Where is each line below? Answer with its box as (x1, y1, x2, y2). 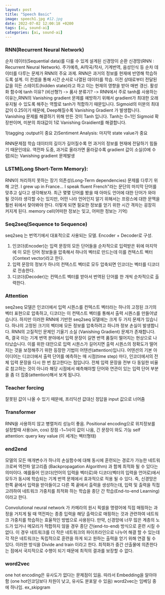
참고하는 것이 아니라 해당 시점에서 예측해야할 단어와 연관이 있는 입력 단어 (10, 366, 150, 372)
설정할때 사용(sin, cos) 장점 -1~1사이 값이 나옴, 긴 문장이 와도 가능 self (5, 427, 140, 433)
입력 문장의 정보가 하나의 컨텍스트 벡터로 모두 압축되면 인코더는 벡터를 (12, 261, 147, 267)
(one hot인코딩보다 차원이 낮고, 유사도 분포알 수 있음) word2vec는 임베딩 (10, 578, 152, 584)
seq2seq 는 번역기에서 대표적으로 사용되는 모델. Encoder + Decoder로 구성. (5, 232, 153, 238)
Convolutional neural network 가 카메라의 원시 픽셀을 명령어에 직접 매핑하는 (5, 505, 153, 511)
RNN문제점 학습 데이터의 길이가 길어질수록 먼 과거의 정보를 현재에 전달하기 (5, 141, 149, 147)
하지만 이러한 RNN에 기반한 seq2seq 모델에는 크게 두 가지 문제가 (19, 316, 145, 322)
